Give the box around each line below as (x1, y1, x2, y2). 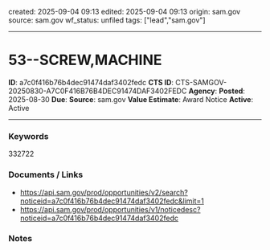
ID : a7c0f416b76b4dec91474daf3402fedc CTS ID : (8, 77, 174, 87)
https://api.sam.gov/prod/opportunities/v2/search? (19, 187, 189, 197)
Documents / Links (8, 169, 84, 180)
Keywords (8, 130, 49, 141)
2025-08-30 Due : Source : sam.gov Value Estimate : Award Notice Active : (8, 94, 254, 104)
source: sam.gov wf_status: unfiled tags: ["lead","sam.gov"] (8, 15, 207, 25)
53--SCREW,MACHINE (8, 51, 162, 69)
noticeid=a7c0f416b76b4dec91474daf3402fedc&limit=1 (19, 196, 205, 206)
